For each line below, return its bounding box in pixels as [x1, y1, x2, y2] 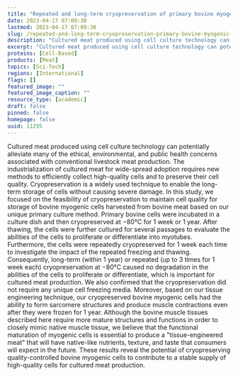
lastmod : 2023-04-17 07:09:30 [7, 23, 97, 31]
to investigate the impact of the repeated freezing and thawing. [7, 248, 191, 256]
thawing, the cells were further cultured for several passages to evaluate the [7, 225, 230, 233]
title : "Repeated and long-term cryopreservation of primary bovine [7, 10, 214, 18]
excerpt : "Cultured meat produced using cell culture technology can [7, 43, 217, 50]
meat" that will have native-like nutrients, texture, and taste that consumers [7, 338, 227, 346]
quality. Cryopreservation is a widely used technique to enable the [7, 179, 200, 188]
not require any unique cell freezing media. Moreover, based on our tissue [7, 285, 223, 294]
